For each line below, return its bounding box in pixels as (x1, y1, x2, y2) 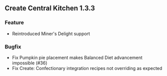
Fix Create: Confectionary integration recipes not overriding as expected (12, 65, 162, 71)
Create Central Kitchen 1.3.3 (5, 4, 95, 13)
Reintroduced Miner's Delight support (12, 30, 90, 37)
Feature (5, 19, 24, 26)
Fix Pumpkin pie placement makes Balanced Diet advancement (12, 54, 143, 60)
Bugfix (5, 43, 21, 50)
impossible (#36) (12, 60, 48, 66)
